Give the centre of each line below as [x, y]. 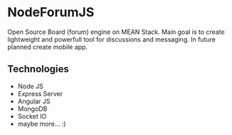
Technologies [38, 69]
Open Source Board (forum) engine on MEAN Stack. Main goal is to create [116, 32]
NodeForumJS [51, 12]
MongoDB [32, 108]
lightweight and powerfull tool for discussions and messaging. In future [111, 39]
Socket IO [32, 116]
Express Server [40, 93]
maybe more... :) [42, 124]
